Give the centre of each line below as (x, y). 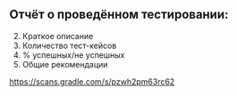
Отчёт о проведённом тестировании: (119, 15)
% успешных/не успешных (73, 55)
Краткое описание (58, 36)
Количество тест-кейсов (69, 45)
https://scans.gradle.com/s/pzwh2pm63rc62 (92, 81)
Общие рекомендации (65, 64)
